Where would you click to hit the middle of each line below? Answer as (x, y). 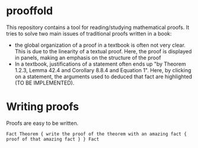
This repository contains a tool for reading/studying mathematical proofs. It (98, 27)
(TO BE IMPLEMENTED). (44, 83)
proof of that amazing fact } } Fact (53, 139)
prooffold (30, 11)
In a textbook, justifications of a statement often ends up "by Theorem (100, 64)
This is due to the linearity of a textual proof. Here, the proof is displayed (103, 51)
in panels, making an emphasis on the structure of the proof (88, 57)
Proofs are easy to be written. (42, 123)
